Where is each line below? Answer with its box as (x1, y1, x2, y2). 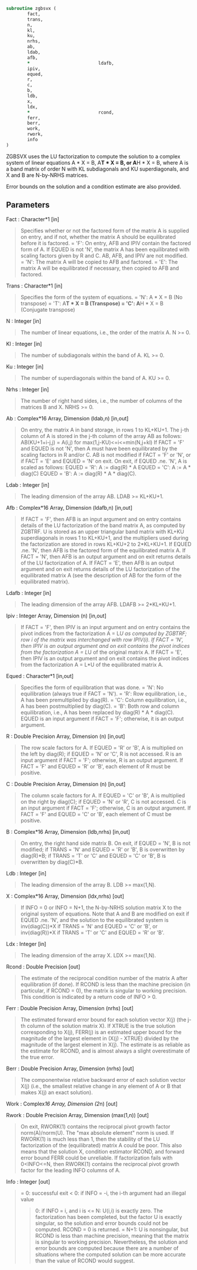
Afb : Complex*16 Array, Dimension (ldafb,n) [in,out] (6, 504, 133, 511)
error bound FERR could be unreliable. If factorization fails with (20, 1154, 173, 1161)
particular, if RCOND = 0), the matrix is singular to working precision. (20, 987, 187, 994)
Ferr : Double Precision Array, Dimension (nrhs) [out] (6, 1004, 134, 1011)
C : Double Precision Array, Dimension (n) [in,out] (6, 780, 126, 787)
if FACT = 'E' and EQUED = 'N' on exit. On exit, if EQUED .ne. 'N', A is (20, 457, 187, 464)
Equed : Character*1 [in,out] (6, 672, 74, 679)
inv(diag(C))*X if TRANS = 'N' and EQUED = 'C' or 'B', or (20, 923, 158, 930)
